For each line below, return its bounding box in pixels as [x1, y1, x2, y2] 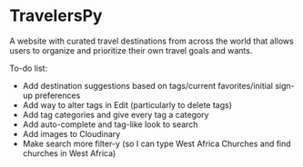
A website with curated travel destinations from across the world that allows [9, 35, 294, 46]
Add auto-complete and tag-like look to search [22, 119, 198, 130]
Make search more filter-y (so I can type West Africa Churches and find [22, 138, 291, 149]
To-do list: [9, 63, 48, 74]
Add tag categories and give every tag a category [22, 109, 209, 120]
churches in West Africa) [22, 147, 116, 159]
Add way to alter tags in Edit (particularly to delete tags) [22, 99, 233, 110]
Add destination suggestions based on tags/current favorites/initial [22, 80, 273, 91]
